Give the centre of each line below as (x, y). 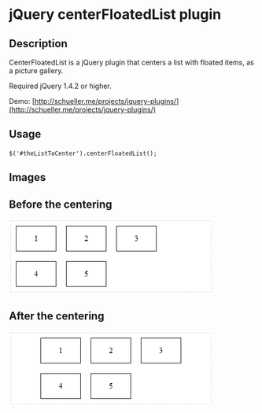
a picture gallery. (36, 71)
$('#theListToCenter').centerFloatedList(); (83, 153)
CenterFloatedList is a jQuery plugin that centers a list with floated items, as (131, 62)
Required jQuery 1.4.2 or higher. (61, 86)
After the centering (57, 316)
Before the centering (61, 204)
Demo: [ (22, 101)
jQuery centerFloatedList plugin (115, 15)
